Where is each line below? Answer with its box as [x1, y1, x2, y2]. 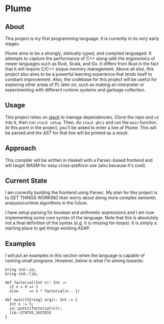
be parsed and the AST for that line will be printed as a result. [5, 130, 129, 136]
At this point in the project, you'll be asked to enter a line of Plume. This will [5, 124, 157, 130]
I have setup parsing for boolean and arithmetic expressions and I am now [5, 209, 155, 215]
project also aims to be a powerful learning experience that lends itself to [5, 71, 153, 77]
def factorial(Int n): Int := [5, 280, 67, 285]
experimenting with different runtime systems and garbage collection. [5, 87, 146, 92]
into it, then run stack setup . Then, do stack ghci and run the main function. [5, 119, 158, 125]
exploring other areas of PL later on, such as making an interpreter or [5, 82, 144, 88]
